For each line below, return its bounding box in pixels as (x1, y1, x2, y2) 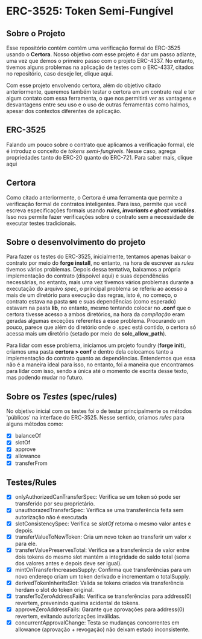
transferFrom (14, 459, 48, 467)
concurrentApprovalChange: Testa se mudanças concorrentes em (14, 618, 180, 626)
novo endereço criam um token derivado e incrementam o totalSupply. (14, 573, 191, 580)
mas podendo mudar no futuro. (6, 374, 84, 381)
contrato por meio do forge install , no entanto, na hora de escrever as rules (6, 259, 194, 267)
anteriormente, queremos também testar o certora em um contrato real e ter (6, 88, 195, 95)
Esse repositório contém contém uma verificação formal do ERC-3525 (6, 44, 181, 51)
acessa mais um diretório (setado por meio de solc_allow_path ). (6, 330, 167, 337)
